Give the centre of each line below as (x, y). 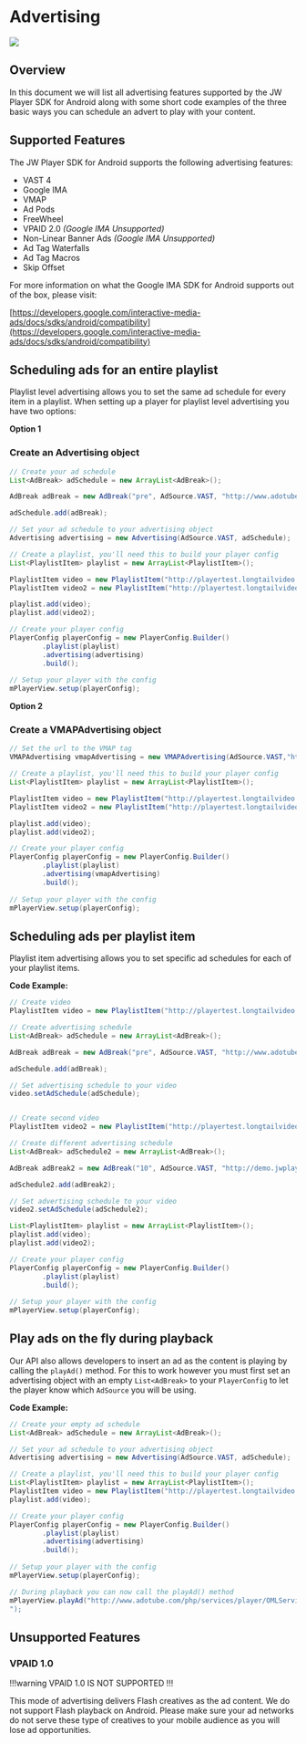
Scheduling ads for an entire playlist (114, 370)
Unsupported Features (75, 1637)
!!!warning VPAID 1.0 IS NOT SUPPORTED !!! (92, 1683)
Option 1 (25, 429)
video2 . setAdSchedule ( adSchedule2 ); (79, 1210)
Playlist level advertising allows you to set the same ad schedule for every (148, 392)
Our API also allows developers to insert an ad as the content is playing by (148, 1361)
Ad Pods (39, 209)
